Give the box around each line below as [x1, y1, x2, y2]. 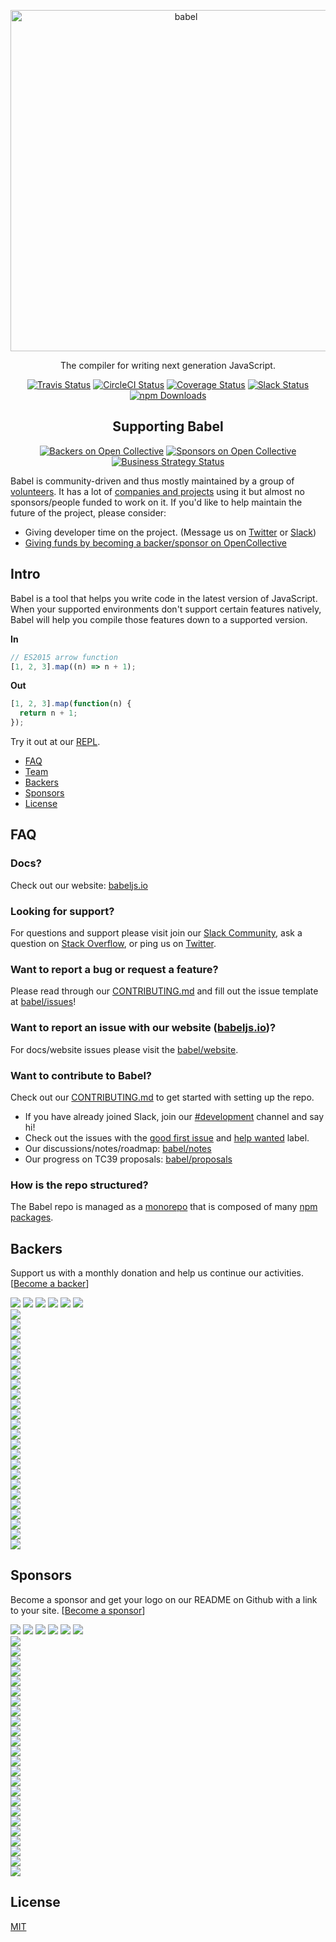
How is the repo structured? [10, 1178, 149, 1192]
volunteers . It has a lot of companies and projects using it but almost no [10, 485, 305, 497]
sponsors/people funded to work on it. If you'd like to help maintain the [10, 496, 303, 508]
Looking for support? [10, 904, 115, 918]
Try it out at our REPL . [10, 736, 101, 747]
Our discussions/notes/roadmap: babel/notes [24, 1142, 212, 1154]
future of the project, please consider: [10, 506, 167, 519]
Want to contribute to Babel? [10, 1068, 152, 1082]
